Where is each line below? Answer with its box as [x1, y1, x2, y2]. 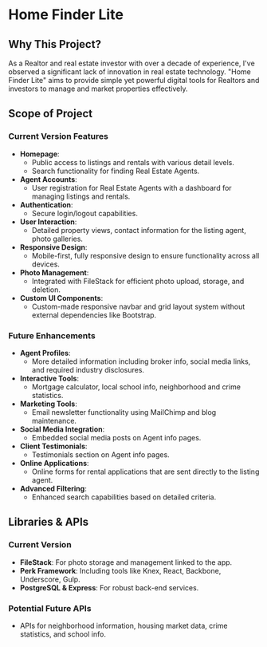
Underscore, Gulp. [19, 574, 81, 584]
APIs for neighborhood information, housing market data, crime [19, 621, 228, 630]
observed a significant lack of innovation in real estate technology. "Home [8, 67, 251, 77]
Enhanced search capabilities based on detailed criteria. [31, 492, 217, 502]
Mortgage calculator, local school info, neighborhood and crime [31, 381, 241, 392]
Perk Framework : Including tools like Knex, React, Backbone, [19, 566, 222, 575]
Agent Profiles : [19, 348, 71, 357]
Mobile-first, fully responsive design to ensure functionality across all [31, 251, 260, 260]
